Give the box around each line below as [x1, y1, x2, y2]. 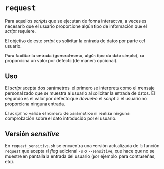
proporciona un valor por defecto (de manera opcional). [5, 57, 117, 63]
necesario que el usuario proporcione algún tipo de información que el [5, 23, 147, 29]
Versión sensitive [5, 130, 60, 138]
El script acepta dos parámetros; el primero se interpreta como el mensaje [5, 85, 155, 91]
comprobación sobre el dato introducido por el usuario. [5, 115, 117, 121]
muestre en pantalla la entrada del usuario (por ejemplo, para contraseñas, [5, 153, 156, 159]
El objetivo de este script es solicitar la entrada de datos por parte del [5, 38, 145, 44]
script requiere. [5, 28, 36, 34]
